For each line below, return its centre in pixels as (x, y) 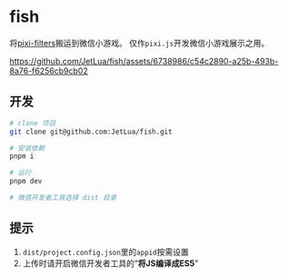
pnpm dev (26, 182)
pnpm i (22, 156)
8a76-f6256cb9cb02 (49, 71)
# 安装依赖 (27, 148)
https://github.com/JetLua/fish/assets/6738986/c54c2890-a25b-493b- (144, 61)
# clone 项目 (33, 123)
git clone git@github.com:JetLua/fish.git (91, 132)
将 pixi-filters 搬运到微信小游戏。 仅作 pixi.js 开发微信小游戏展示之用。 (139, 43)
